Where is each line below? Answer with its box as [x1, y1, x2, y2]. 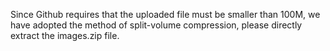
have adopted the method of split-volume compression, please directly [10, 19, 303, 31]
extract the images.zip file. [10, 30, 120, 41]
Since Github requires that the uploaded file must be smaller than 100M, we [10, 9, 321, 20]
